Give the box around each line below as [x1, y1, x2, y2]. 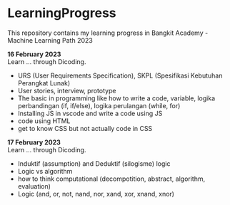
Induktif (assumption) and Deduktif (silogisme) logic [17, 159, 171, 168]
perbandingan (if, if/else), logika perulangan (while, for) [17, 101, 181, 110]
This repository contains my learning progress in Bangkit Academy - [7, 28, 209, 37]
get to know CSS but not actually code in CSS [17, 124, 153, 132]
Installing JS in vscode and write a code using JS [17, 109, 163, 117]
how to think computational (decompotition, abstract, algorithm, [17, 174, 206, 183]
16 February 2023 [7, 50, 61, 58]
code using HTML [17, 116, 71, 125]
